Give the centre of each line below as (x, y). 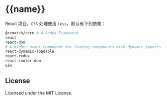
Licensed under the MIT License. (39, 93)
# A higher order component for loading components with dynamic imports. (84, 47)
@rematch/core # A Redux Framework (42, 33)
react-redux (17, 56)
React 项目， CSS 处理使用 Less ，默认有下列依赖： (55, 23)
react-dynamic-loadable (30, 51)
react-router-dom (23, 61)
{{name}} (25, 9)
